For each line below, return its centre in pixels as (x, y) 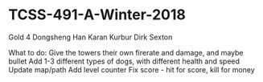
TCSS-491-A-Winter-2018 (97, 15)
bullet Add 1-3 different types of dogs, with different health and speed (124, 61)
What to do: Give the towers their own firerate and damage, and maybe (126, 52)
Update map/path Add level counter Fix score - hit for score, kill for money (131, 69)
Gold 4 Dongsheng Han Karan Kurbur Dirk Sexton (90, 37)
